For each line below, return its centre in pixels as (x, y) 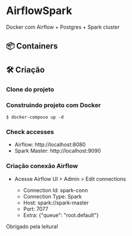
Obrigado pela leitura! (32, 226)
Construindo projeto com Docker (53, 105)
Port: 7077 (36, 208)
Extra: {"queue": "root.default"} (61, 215)
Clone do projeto (30, 89)
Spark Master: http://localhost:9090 (58, 151)
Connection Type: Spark (52, 196)
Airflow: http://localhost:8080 (50, 145)
